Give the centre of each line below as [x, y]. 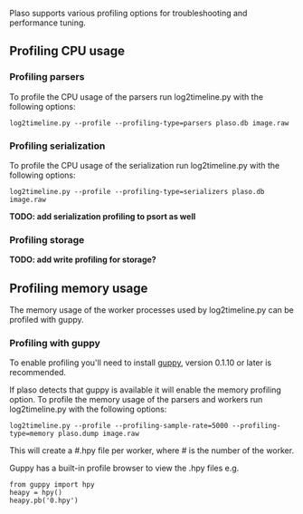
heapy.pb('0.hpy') [44, 501]
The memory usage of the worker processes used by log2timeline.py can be [151, 310]
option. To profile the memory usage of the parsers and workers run [136, 400]
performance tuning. [47, 23]
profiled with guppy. [47, 320]
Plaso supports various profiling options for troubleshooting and [128, 13]
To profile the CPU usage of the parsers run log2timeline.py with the [137, 97]
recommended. [38, 373]
